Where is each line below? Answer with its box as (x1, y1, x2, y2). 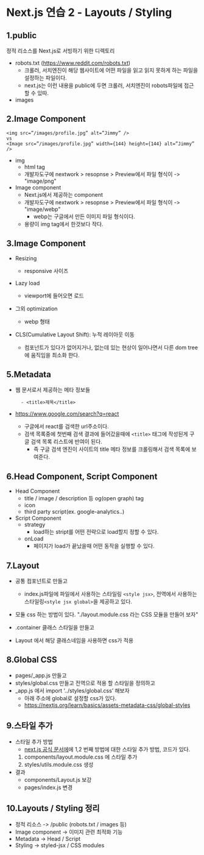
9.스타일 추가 (6, 720, 53, 731)
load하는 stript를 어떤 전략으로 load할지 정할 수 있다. (33, 528, 159, 536)
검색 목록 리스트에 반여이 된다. (30, 438, 102, 445)
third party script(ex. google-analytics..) (24, 508, 125, 516)
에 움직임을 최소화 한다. (24, 351, 80, 358)
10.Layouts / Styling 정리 (6, 803, 100, 814)
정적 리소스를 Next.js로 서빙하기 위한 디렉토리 (6, 47, 115, 54)
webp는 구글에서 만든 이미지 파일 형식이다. (33, 213, 135, 220)
